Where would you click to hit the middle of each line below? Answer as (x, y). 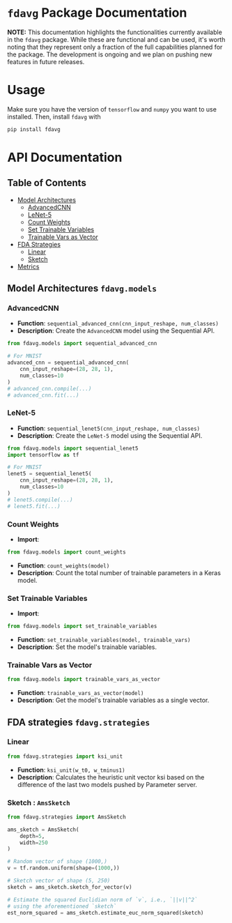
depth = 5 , (32, 836)
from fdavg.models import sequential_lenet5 (73, 448)
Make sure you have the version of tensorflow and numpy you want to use (112, 109)
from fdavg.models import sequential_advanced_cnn (82, 344)
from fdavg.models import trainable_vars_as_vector (84, 680)
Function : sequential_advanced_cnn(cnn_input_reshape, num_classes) (118, 323)
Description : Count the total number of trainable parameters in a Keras (119, 572)
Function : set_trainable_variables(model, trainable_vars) (104, 639)
